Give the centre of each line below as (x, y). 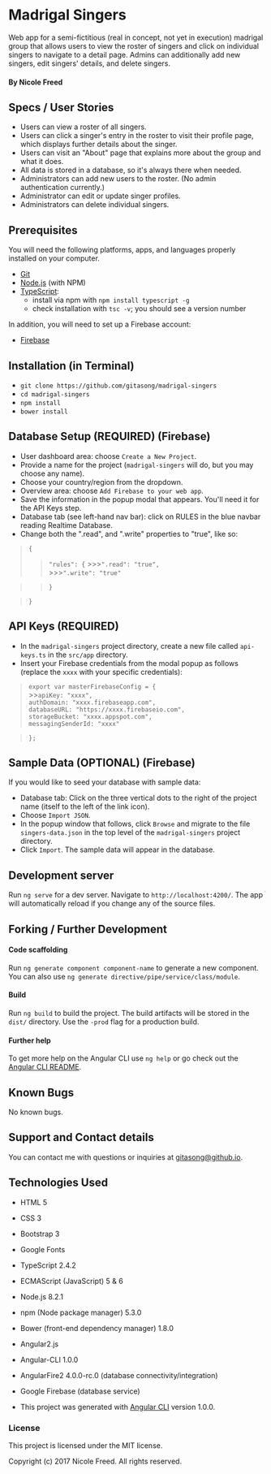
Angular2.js (39, 1344)
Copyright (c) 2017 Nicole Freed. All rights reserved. (95, 1461)
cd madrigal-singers (55, 394)
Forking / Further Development (88, 929)
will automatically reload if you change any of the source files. (112, 904)
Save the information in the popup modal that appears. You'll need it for (140, 499)
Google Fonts (43, 1249)
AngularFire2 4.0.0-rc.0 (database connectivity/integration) (119, 1375)
